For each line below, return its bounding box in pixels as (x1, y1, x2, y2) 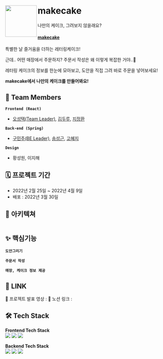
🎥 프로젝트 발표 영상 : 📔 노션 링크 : (5, 296, 72, 302)
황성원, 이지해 (12, 155, 40, 161)
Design (5, 145, 19, 151)
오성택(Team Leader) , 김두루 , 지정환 (12, 116, 85, 122)
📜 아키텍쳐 (5, 210, 36, 219)
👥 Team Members (5, 93, 61, 102)
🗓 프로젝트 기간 (5, 171, 51, 180)
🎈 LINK (5, 282, 27, 291)
